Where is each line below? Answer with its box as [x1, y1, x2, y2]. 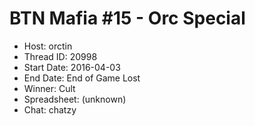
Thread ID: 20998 [23, 50, 98, 62]
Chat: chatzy [23, 103, 77, 116]
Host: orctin [23, 40, 73, 52]
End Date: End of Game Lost [23, 72, 141, 84]
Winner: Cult [23, 82, 76, 94]
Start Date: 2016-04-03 [23, 61, 121, 73]
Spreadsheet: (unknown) [23, 93, 127, 105]
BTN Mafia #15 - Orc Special [9, 7, 246, 30]
